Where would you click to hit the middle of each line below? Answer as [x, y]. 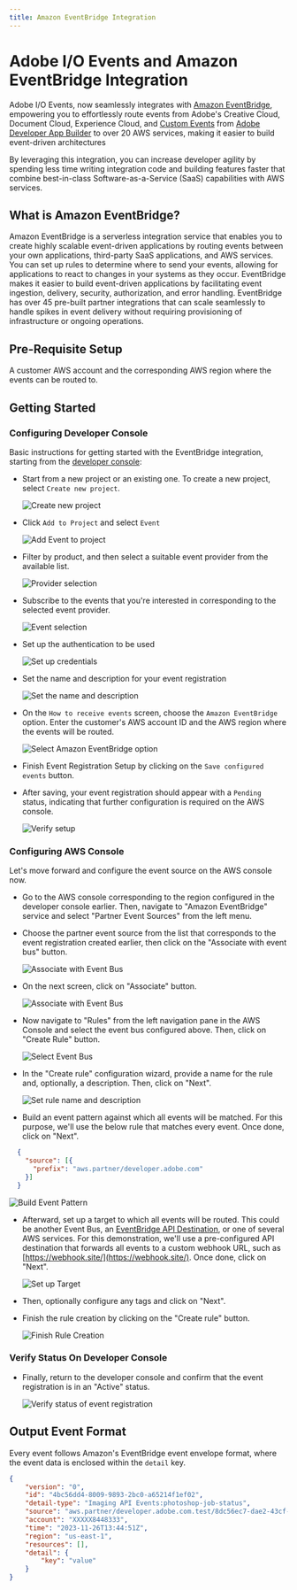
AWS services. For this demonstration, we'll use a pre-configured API [148, 1238]
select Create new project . [71, 488]
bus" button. [45, 952]
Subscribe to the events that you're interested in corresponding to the [149, 600]
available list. [46, 566]
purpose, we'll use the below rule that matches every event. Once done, [153, 1127]
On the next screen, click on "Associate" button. [109, 986]
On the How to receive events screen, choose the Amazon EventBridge [150, 713]
